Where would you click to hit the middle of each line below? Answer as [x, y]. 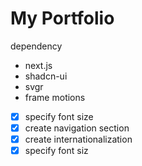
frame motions [55, 97]
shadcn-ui [46, 76]
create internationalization [78, 139]
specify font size [59, 116]
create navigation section [77, 128]
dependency [36, 46]
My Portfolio [62, 18]
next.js [38, 65]
